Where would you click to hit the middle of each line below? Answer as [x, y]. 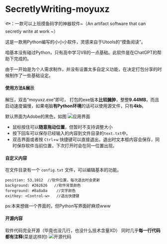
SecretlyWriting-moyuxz [57, 9]
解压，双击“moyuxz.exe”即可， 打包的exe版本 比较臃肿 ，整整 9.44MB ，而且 [82, 100]
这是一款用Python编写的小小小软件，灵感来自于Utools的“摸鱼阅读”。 [75, 42]
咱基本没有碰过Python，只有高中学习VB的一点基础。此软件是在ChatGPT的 [81, 52]
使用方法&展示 [20, 87]
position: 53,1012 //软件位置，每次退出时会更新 [53, 180]
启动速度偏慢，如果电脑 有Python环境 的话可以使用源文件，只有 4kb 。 [76, 106]
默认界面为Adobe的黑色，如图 [36, 117]
